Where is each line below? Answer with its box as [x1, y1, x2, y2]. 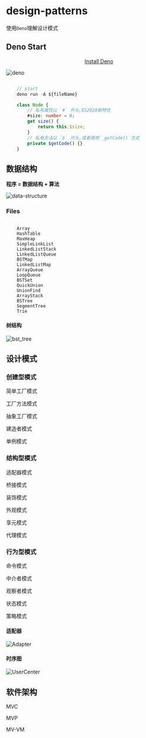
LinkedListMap [16, 262, 51, 268]
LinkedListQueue [16, 251, 57, 258]
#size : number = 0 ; [27, 113, 75, 119]
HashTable [16, 231, 41, 237]
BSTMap [16, 257, 33, 263]
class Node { [16, 102, 49, 108]
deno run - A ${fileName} [16, 91, 78, 97]
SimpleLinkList [16, 241, 54, 247]
